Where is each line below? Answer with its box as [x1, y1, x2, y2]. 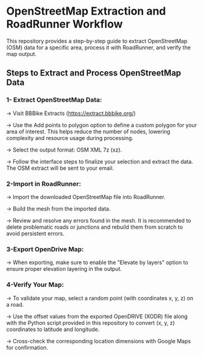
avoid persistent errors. [6, 229, 65, 237]
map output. [6, 50, 37, 57]
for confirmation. [6, 344, 48, 351]
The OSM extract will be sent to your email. [6, 164, 114, 172]
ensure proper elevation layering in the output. [6, 265, 122, 273]
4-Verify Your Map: [6, 281, 64, 289]
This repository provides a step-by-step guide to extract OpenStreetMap [6, 37, 188, 44]
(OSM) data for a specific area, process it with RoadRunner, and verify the [6, 44, 191, 51]
